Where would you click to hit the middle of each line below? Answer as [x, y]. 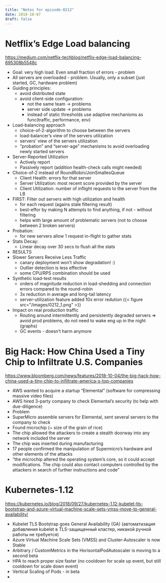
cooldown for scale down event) [45, 566]
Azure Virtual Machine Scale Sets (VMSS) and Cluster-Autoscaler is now [86, 540]
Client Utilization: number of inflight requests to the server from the [88, 189]
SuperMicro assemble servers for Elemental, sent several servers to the [85, 417]
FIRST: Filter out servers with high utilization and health [69, 199]
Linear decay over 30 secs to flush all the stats [67, 247]
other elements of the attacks [42, 454]
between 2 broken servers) [47, 226]
